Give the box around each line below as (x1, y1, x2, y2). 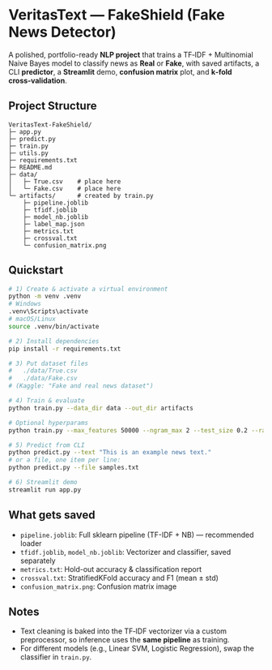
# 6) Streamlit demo (8, 479, 79, 487)
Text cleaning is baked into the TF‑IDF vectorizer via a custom (19, 626, 227, 636)
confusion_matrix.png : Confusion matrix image (19, 582, 177, 591)
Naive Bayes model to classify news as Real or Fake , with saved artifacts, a (8, 58, 260, 68)
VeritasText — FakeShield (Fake (8, 6, 225, 24)
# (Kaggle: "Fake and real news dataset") (8, 382, 154, 390)
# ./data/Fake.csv (8, 375, 79, 383)
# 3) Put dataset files (8, 359, 89, 367)
